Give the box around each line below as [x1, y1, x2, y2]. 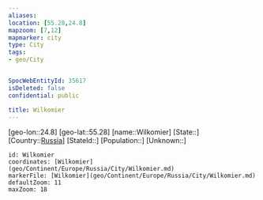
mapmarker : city [8, 33, 62, 42]
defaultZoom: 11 [8, 179, 62, 187]
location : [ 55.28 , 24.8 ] [8, 19, 87, 27]
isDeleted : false [8, 84, 66, 92]
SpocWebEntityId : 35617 [8, 77, 87, 85]
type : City [8, 41, 44, 49]
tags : [8, 48, 26, 56]
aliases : [8, 11, 37, 20]
